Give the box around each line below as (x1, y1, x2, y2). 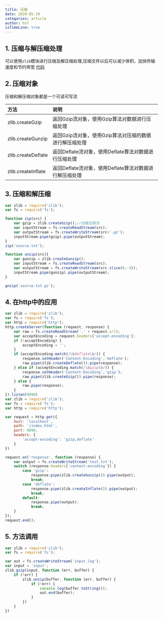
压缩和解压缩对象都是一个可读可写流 (5, 93, 78, 99)
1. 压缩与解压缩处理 (5, 44, 63, 52)
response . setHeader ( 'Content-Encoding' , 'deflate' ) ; (22, 356, 130, 361)
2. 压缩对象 (5, 79, 38, 88)
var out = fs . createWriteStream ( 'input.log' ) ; (5, 559, 101, 564)
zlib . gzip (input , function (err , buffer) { (5, 568, 95, 573)
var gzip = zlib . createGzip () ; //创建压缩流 (14, 221, 99, 226)
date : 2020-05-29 (5, 12, 40, 16)
